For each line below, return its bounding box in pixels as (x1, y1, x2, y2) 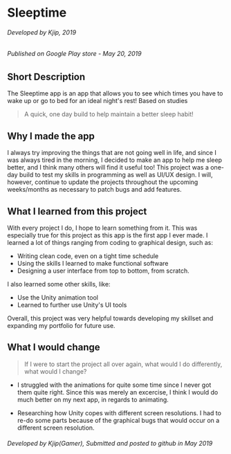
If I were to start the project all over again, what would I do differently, (24, 360, 223, 368)
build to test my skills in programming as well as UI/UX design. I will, (19, 171, 213, 179)
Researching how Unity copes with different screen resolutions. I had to (17, 408, 221, 417)
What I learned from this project (7, 206, 147, 217)
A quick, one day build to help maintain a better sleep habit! (24, 110, 194, 118)
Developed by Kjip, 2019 (7, 28, 77, 36)
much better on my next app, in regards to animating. (17, 395, 169, 403)
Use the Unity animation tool (17, 293, 99, 302)
